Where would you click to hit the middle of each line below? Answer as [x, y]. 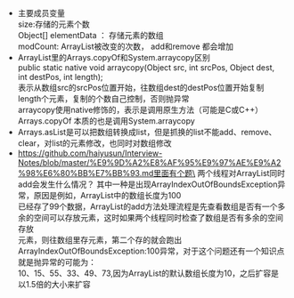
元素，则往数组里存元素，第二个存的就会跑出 [100, 240]
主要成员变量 [41, 13]
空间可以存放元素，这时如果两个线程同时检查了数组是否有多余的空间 [158, 217]
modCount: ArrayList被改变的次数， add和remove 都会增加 [126, 46]
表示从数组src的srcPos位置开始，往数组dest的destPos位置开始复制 [141, 88]
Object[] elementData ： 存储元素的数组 [90, 35]
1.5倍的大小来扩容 [58, 284]
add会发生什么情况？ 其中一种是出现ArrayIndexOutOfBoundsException [147, 184]
